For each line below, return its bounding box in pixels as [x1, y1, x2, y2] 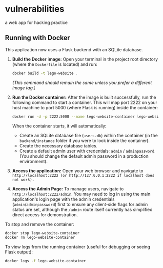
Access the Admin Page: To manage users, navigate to [12, 186, 124, 191]
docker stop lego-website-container [5, 230, 80, 235]
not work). [12, 177, 35, 182]
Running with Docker [5, 34, 70, 42]
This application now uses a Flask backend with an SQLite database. [5, 46, 143, 52]
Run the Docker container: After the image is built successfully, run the [12, 94, 156, 100]
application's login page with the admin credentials [12, 196, 115, 202]
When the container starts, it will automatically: [12, 123, 106, 129]
